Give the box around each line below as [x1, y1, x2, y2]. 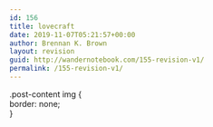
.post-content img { [9, 88, 82, 100]
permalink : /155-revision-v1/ [9, 64, 124, 73]
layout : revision [9, 47, 75, 56]
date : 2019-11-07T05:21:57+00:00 [9, 30, 136, 39]
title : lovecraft [9, 22, 75, 31]
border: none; [9, 98, 61, 109]
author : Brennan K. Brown [9, 38, 107, 48]
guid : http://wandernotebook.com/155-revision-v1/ [9, 55, 205, 64]
